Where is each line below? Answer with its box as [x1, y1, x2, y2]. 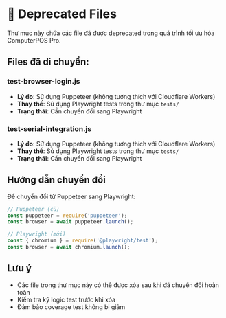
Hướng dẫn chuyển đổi [7, 174, 106, 186]
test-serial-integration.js [7, 124, 91, 133]
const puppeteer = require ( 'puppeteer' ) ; [7, 212, 128, 219]
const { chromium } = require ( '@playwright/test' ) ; [7, 237, 158, 245]
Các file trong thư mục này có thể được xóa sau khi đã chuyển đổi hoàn [16, 281, 220, 289]
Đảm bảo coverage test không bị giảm [16, 302, 126, 311]
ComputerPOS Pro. [7, 36, 61, 44]
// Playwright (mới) [7, 231, 67, 238]
